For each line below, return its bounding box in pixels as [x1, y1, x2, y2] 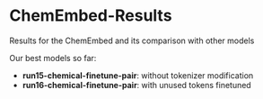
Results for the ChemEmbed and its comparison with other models [9, 35, 255, 46]
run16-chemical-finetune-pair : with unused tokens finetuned [22, 79, 251, 90]
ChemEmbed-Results [9, 5, 172, 26]
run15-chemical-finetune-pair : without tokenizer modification [22, 69, 254, 81]
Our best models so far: [9, 52, 97, 63]
